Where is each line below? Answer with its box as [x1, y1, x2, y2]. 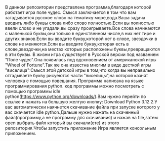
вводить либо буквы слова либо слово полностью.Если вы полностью [5, 20, 155, 26]
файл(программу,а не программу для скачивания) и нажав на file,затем [5, 115, 158, 120]
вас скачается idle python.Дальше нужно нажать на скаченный [5, 109, 139, 115]
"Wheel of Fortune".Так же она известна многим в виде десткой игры [5, 62, 152, 68]
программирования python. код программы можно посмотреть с [5, 83, 144, 89]
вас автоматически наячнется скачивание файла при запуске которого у [5, 104, 160, 110]
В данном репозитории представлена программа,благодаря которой [5, 4, 152, 10]
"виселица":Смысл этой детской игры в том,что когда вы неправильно [5, 67, 156, 73]
